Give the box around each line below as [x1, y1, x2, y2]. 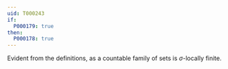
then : [7, 29, 23, 36]
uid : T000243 [7, 10, 45, 17]
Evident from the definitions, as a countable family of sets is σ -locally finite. [7, 54, 222, 62]
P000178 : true [13, 36, 54, 42]
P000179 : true [13, 23, 54, 29]
